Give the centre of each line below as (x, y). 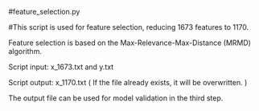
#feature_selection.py (44, 12)
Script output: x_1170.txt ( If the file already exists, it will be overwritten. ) (128, 82)
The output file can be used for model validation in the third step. (116, 98)
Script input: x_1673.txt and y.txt (61, 67)
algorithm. (25, 51)
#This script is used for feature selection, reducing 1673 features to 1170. (129, 27)
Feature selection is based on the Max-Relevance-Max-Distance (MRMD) (130, 43)
